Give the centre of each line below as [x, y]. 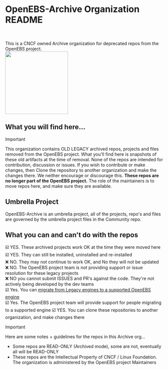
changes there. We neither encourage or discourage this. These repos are [82, 175]
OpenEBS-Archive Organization [72, 9]
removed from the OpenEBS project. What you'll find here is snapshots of [81, 154]
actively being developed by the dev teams [50, 284]
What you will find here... [45, 127]
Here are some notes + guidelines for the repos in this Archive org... [75, 337]
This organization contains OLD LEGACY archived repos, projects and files [82, 149]
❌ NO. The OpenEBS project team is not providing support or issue [74, 268]
